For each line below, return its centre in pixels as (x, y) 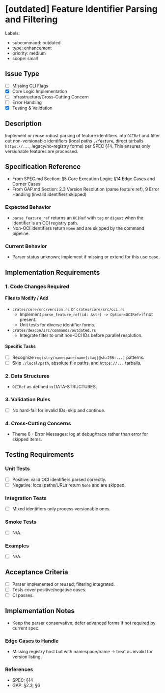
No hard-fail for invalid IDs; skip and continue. (59, 410)
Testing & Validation (32, 108)
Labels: (13, 33)
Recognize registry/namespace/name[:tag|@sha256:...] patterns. (78, 357)
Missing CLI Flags (30, 86)
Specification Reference (43, 167)
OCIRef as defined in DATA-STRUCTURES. (55, 387)
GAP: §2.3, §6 (26, 686)
